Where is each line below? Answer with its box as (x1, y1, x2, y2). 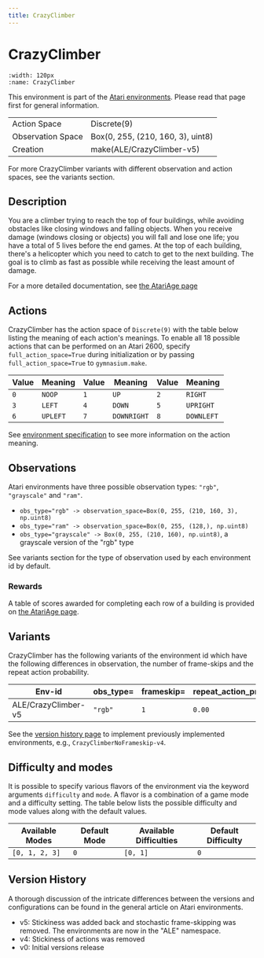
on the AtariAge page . (8, 607, 79, 617)
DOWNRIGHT (112, 412, 149, 421)
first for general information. (8, 100, 100, 110)
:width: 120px (8, 72, 55, 79)
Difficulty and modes (8, 761, 113, 774)
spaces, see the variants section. (8, 172, 115, 182)
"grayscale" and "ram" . (8, 491, 83, 499)
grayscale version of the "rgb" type (19, 538, 134, 547)
